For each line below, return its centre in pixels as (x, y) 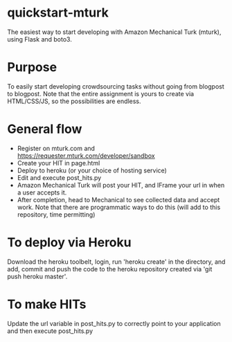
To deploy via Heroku (69, 242)
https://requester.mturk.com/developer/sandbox (86, 155)
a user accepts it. (42, 192)
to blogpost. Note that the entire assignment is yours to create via (101, 93)
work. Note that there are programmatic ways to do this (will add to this (119, 207)
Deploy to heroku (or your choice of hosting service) (92, 170)
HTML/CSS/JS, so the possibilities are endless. (74, 101)
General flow (45, 129)
